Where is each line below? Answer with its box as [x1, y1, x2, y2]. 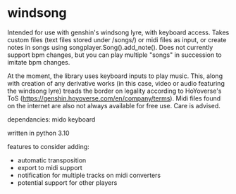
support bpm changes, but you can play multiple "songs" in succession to [7, 51, 222, 59]
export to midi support [17, 163, 82, 172]
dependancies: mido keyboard [7, 115, 96, 124]
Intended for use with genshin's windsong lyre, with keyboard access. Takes [7, 28, 230, 37]
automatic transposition [17, 156, 87, 164]
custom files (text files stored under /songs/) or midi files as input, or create [7, 35, 227, 44]
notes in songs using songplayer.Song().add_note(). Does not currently [7, 43, 213, 51]
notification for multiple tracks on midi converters [17, 171, 161, 179]
